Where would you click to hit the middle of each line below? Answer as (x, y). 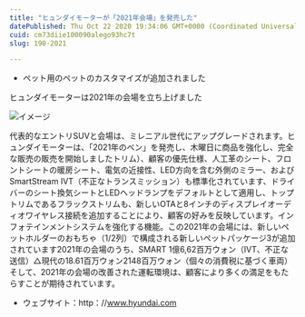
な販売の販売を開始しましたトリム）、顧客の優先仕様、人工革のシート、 (143, 159)
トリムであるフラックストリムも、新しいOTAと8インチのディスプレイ (138, 204)
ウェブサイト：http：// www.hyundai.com (99, 303)
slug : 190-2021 (38, 43)
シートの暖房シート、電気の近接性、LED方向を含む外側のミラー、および (160, 170)
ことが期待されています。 (72, 283)
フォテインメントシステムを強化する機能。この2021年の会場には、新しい (145, 227)
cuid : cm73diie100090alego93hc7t (73, 35)
